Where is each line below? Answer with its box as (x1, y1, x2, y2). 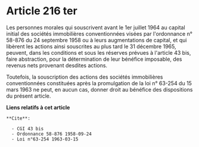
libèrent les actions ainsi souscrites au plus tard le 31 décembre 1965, (6, 43, 176, 50)
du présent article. (6, 92, 51, 99)
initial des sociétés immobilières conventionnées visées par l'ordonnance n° (6, 30, 192, 37)
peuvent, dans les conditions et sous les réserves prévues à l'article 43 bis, (6, 49, 191, 56)
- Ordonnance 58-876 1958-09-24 (11, 131, 92, 137)
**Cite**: (6, 115, 31, 121)
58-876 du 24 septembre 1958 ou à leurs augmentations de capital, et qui (6, 36, 187, 43)
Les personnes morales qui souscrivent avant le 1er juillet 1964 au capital (6, 24, 186, 31)
